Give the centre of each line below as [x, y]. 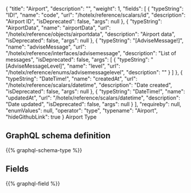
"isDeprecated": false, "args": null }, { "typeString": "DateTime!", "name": [95, 91]
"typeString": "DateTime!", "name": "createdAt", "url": [72, 79]
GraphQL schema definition [58, 136]
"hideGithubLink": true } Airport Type [51, 117]
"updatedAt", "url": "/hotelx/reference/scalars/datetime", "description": [93, 98]
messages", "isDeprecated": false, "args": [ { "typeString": [78, 60]
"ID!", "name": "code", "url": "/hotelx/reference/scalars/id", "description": [96, 15]
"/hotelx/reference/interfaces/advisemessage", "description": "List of [91, 53]
